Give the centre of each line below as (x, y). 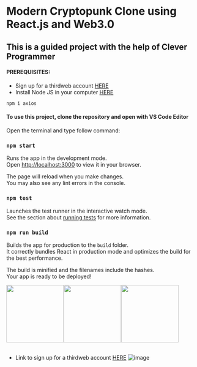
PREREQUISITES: (28, 72)
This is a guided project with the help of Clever (97, 47)
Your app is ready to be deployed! (49, 276)
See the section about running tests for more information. (79, 217)
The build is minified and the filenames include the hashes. (80, 270)
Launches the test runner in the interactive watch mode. (77, 211)
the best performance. (35, 258)
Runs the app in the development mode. (57, 158)
